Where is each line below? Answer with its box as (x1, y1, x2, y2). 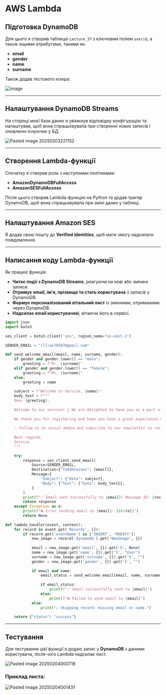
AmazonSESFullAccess (12, 185, 62, 191)
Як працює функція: (5, 269, 47, 275)
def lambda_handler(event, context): (5, 522, 83, 527)
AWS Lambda (5, 3, 62, 14)
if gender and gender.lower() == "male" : (14, 357, 100, 362)
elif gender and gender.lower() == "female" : (14, 366, 110, 371)
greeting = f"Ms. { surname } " (23, 370, 83, 375)
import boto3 (5, 325, 32, 330)
